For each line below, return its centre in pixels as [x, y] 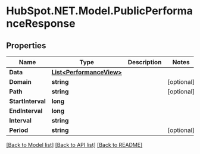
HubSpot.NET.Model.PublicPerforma [100, 11]
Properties [26, 45]
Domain [20, 82]
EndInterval [26, 111]
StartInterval [27, 101]
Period [19, 130]
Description [145, 62]
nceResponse [41, 23]
